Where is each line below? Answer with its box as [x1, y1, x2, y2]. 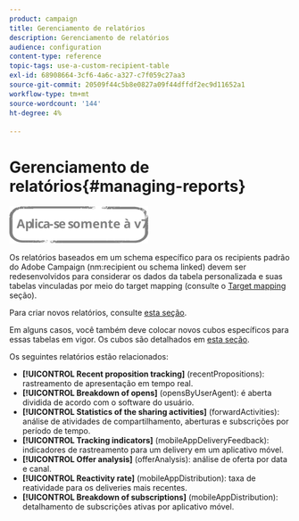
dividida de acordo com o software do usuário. [21, 397, 195, 408]
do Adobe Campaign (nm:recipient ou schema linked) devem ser [9, 261, 247, 272]
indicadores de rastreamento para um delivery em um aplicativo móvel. [21, 444, 284, 455]
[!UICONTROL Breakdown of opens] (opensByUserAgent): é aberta [21, 388, 272, 399]
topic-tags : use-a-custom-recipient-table [9, 62, 170, 70]
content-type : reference [9, 52, 102, 62]
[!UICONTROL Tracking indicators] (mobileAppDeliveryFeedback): [21, 435, 270, 446]
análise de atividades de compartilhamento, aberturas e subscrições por [21, 416, 289, 427]
